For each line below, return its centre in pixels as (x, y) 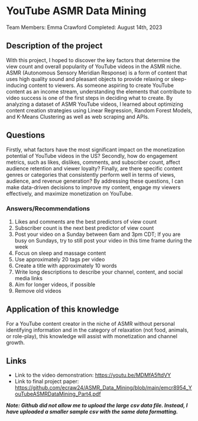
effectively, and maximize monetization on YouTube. (69, 193)
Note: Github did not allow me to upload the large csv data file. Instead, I (97, 406)
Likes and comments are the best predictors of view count (86, 221)
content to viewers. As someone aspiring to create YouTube (101, 85)
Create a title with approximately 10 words (66, 265)
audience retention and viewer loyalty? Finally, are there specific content (95, 168)
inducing (17, 85)
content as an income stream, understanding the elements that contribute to (99, 91)
